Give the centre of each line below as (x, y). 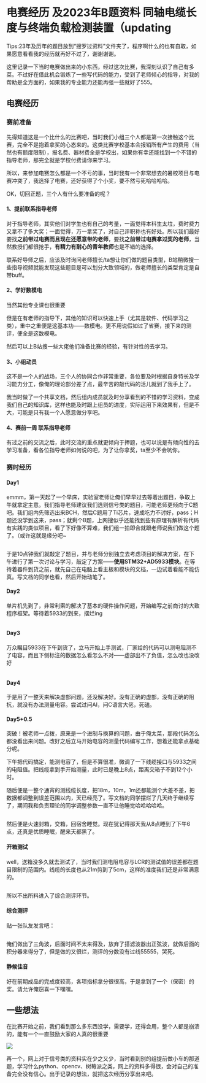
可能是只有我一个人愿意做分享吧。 (60, 412)
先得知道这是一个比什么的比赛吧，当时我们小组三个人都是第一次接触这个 (97, 137)
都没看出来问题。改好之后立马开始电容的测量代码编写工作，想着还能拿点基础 (103, 741)
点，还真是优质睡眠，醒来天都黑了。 (52, 831)
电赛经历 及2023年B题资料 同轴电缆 (96, 13)
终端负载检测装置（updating (100, 28)
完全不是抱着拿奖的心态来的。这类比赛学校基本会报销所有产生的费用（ (105, 144)
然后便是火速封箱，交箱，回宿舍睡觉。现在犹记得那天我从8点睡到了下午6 (98, 824)
